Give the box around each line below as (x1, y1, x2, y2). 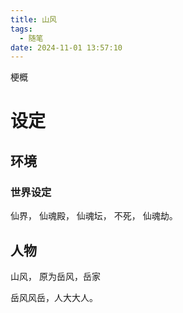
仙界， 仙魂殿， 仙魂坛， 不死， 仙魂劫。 (10, 210, 178, 222)
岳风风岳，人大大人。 (10, 291, 98, 303)
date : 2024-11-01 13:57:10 (10, 42, 123, 53)
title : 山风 (10, 14, 57, 25)
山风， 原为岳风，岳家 (10, 270, 101, 282)
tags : (10, 24, 33, 34)
